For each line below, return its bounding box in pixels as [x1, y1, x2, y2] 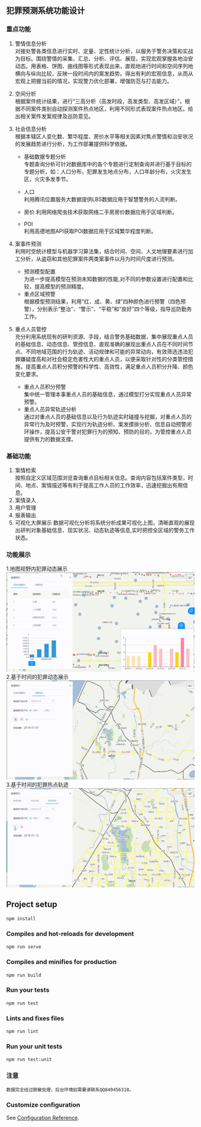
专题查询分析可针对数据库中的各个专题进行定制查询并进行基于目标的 [23, 160, 192, 168]
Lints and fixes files [6, 1014, 65, 1022]
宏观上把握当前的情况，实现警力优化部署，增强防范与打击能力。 [14, 77, 172, 84]
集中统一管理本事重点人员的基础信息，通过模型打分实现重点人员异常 [23, 390, 192, 398]
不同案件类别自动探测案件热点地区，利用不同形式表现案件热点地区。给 [20, 105, 193, 112]
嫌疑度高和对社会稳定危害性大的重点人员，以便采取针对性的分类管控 [20, 355, 188, 362]
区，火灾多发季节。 [23, 175, 72, 183]
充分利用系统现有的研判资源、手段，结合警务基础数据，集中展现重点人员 [14, 333, 193, 340]
